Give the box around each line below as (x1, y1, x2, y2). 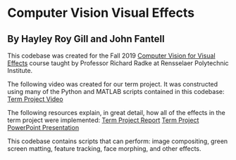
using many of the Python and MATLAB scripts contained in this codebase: (7, 88, 225, 95)
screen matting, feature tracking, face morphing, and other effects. (7, 145, 202, 152)
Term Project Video (7, 95, 63, 103)
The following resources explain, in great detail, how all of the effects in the (7, 109, 225, 116)
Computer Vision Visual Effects (7, 5, 195, 21)
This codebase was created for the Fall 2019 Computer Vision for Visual (7, 51, 216, 60)
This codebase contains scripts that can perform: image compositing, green (7, 137, 228, 145)
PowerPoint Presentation (7, 124, 80, 131)
